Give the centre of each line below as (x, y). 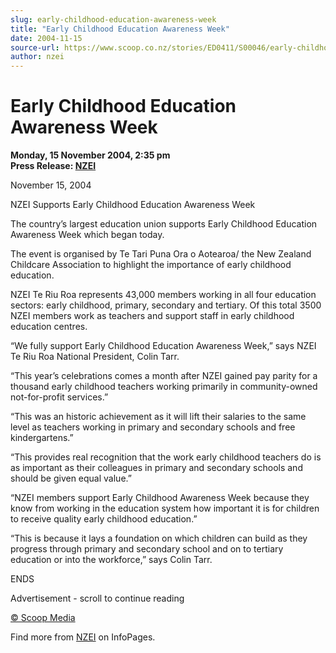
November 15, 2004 (51, 185)
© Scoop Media (43, 618)
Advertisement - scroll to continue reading (97, 598)
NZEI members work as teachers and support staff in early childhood (152, 316)
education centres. (49, 327)
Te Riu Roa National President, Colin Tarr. (95, 357)
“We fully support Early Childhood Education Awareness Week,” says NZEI (163, 346)
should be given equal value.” (71, 478)
